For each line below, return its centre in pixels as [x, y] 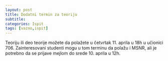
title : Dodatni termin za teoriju [41, 14]
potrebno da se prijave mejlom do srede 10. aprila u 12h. [63, 53]
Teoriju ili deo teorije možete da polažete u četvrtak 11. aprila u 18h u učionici [84, 42]
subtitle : [16, 19]
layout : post [19, 10]
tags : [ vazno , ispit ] [27, 28]
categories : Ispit [24, 24]
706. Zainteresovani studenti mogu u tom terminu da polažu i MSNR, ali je [81, 48]
